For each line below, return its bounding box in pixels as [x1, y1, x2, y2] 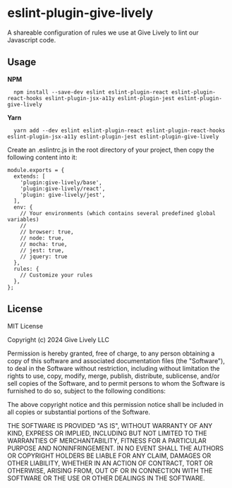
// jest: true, [20, 247, 65, 254]
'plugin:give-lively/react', [20, 185, 106, 192]
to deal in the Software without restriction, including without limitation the [7, 364, 220, 372]
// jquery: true [20, 252, 68, 260]
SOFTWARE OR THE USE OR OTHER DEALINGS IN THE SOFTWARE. [7, 474, 205, 482]
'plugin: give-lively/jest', [20, 191, 106, 198]
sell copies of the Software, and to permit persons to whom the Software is [7, 379, 226, 387]
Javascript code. [7, 35, 56, 44]
